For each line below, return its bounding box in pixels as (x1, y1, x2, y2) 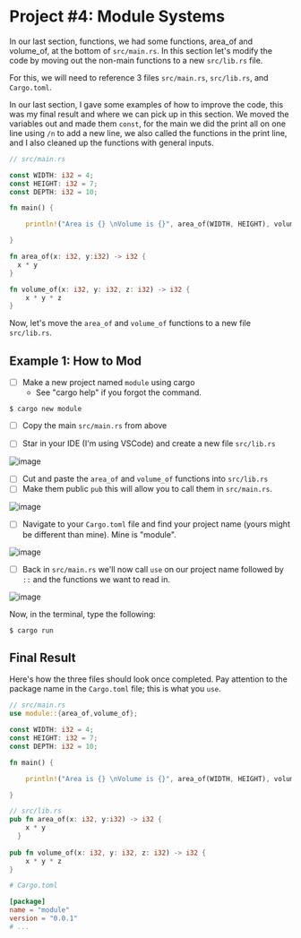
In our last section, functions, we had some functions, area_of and (9, 36, 254, 47)
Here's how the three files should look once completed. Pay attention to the (9, 674, 288, 684)
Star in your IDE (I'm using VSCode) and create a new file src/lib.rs (21, 438, 276, 449)
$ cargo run (9, 625, 54, 635)
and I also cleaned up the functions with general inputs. (9, 137, 214, 148)
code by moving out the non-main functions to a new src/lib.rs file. (9, 55, 263, 65)
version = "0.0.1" (9, 914, 78, 923)
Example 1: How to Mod (9, 353, 142, 368)
